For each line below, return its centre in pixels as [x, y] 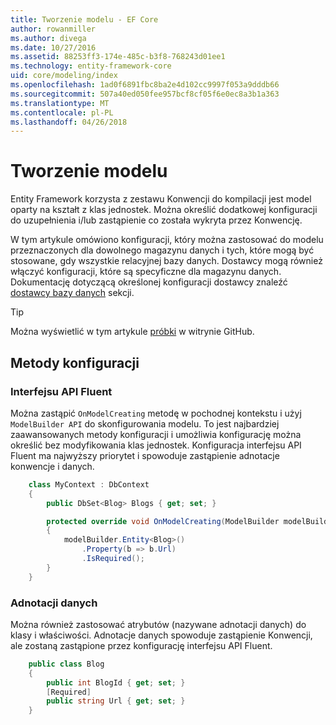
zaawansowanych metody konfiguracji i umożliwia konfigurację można [156, 434]
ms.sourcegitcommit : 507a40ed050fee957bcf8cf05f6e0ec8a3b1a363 [145, 94]
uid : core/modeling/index [64, 76]
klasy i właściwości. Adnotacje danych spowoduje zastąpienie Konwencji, [161, 635]
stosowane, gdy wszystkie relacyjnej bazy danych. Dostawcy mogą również [166, 261]
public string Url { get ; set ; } [116, 701]
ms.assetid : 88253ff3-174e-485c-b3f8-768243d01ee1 [118, 57]
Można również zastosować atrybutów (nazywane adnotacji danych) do [158, 624]
